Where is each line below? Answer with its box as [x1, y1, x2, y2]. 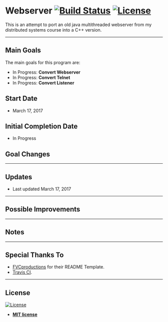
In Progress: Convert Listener [12, 80, 74, 86]
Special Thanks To [5, 251, 64, 259]
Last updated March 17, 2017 [12, 186, 71, 192]
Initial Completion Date [5, 122, 78, 130]
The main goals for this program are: [5, 59, 80, 65]
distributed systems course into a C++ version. [5, 27, 102, 33]
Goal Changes [5, 150, 50, 158]
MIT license [12, 311, 37, 317]
